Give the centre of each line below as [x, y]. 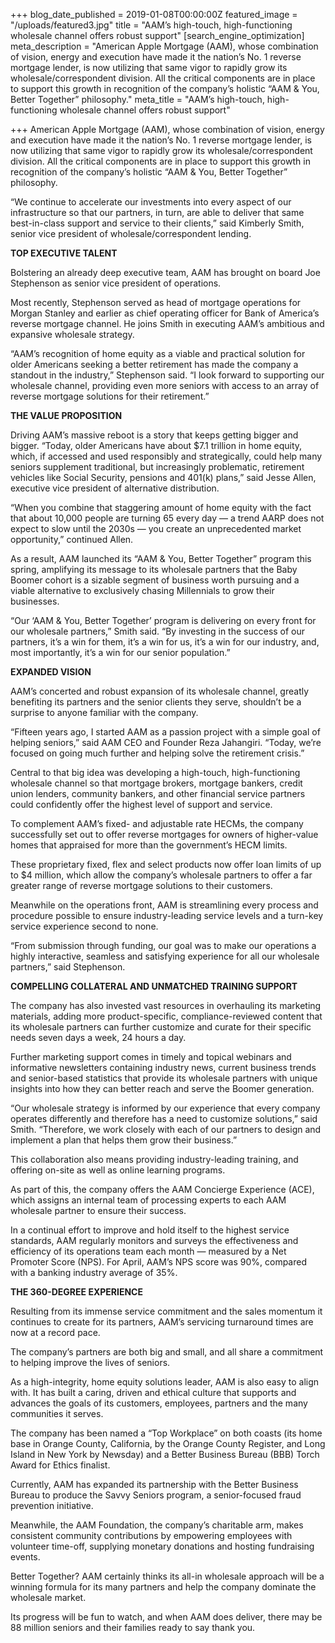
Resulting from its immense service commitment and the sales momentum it [166, 1311]
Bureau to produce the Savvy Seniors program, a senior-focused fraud [156, 1495]
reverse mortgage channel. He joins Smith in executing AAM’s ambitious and [167, 323]
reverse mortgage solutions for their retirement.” [110, 396]
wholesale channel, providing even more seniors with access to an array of [165, 385]
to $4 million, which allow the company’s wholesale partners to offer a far [161, 875]
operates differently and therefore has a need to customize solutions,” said [164, 1118]
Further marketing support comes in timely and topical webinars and [151, 1057]
